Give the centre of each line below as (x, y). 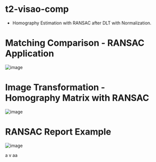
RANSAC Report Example (58, 132)
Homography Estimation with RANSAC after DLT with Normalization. (82, 23)
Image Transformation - (55, 87)
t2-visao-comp (37, 9)
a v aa (11, 155)
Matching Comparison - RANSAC (75, 43)
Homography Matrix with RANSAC (77, 98)
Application (30, 54)
